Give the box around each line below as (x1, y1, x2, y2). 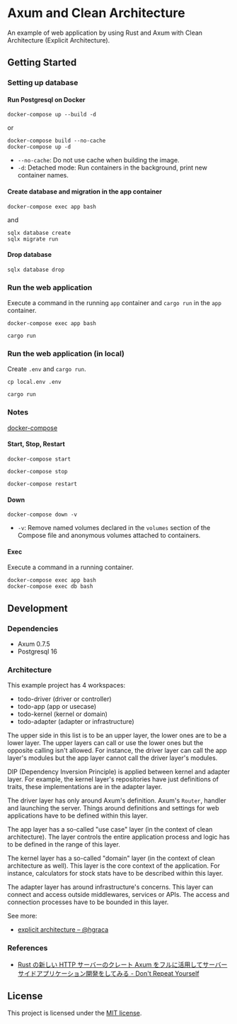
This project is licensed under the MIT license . (7, 1009, 142, 1018)
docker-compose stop (7, 468, 69, 475)
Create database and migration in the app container (7, 187, 163, 196)
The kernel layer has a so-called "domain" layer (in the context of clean (7, 854, 216, 863)
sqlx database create (7, 229, 71, 236)
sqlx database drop (7, 266, 65, 273)
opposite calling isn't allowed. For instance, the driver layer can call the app (7, 747, 228, 755)
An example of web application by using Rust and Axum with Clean (7, 28, 203, 37)
